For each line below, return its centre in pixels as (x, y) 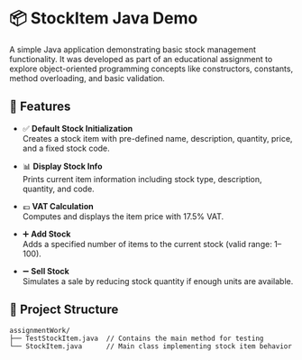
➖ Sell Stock (46, 271)
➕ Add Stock (46, 234)
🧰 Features (40, 107)
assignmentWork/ (40, 330)
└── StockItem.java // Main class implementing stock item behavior (151, 346)
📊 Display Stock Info (62, 166)
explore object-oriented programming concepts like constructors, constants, (151, 69)
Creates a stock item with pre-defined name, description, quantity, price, (157, 138)
